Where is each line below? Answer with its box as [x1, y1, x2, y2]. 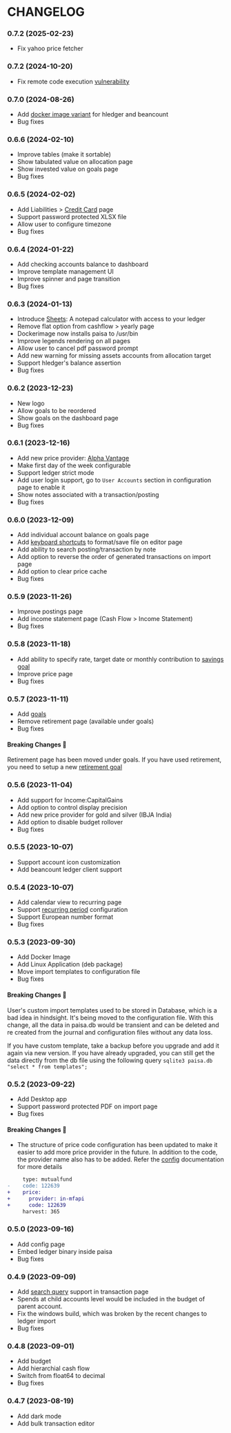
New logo [17, 399, 45, 407]
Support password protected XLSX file [17, 212, 127, 221]
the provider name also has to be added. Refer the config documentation [17, 1155, 224, 1163]
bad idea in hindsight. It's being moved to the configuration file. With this [7, 1013, 214, 1022]
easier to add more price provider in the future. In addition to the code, [17, 1148, 218, 1157]
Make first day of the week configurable [17, 461, 131, 469]
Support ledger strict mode [17, 468, 94, 476]
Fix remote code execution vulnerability [17, 77, 130, 85]
